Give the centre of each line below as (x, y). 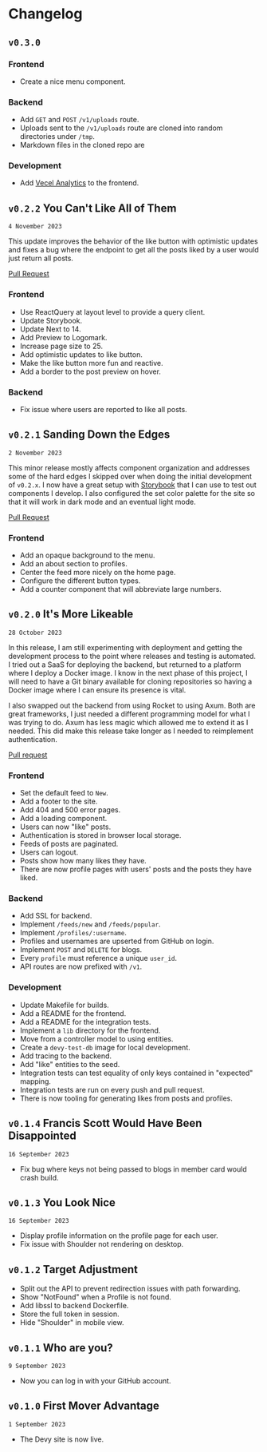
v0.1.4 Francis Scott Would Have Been (105, 1123)
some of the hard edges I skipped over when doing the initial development (130, 476)
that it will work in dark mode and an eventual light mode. (102, 502)
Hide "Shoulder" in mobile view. (72, 1323)
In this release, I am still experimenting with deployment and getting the (126, 647)
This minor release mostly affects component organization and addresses (129, 467)
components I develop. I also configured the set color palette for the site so (132, 493)
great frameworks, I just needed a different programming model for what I (129, 714)
